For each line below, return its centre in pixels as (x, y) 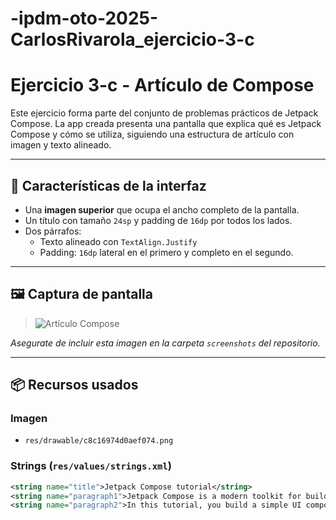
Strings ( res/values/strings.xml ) (91, 466)
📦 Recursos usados (74, 385)
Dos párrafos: (53, 231)
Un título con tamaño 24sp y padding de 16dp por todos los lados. (158, 220)
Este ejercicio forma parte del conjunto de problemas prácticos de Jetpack (164, 113)
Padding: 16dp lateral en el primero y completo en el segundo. (166, 252)
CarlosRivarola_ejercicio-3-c (132, 39)
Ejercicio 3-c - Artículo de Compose (162, 85)
